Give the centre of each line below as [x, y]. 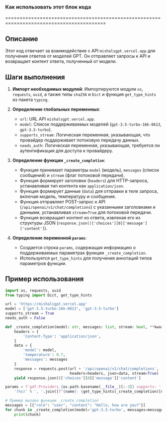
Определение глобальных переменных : [56, 109]
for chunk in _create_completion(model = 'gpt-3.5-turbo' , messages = [77, 410]
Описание [22, 39]
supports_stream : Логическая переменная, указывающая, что [85, 135]
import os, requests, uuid [33, 290]
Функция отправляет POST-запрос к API [63, 202]
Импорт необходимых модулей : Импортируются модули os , [78, 89]
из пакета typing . [30, 99]
